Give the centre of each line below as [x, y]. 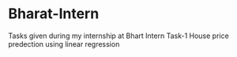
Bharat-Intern [54, 14]
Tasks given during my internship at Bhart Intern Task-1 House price [118, 36]
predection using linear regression [64, 44]
